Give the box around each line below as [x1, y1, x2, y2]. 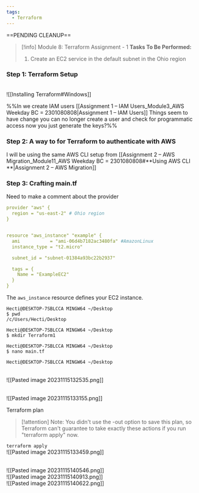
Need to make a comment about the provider [6, 193, 119, 200]
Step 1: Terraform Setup [6, 70, 78, 79]
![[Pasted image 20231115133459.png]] [6, 448, 105, 456]
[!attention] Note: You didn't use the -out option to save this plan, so [21, 419, 192, 426]
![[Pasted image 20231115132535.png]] [6, 376, 104, 384]
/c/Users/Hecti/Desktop [6, 317, 67, 323]
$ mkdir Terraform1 [6, 333, 56, 339]
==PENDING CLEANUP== [6, 31, 71, 38]
